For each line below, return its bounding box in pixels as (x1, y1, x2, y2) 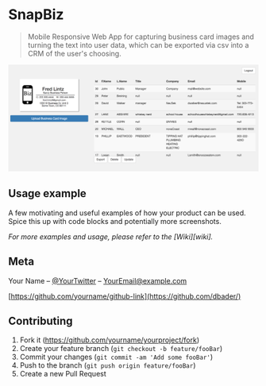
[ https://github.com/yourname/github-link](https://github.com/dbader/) (8, 291, 241, 301)
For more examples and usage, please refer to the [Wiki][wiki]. (8, 232, 214, 241)
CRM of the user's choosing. (27, 48, 121, 58)
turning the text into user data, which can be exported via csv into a (27, 40, 249, 49)
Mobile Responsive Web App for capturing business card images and (27, 32, 254, 41)
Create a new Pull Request (19, 369, 107, 379)
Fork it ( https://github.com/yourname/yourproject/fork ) (19, 335, 200, 345)
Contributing (8, 315, 73, 328)
